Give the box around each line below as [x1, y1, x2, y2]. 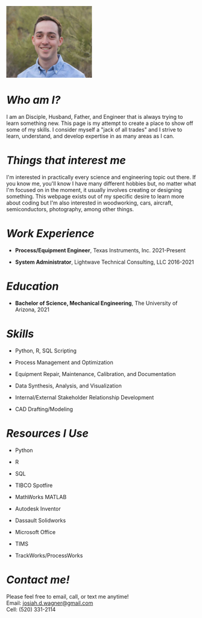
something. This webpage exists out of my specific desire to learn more [6, 193, 185, 200]
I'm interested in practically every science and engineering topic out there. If [6, 173, 196, 180]
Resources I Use [6, 426, 89, 440]
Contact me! [6, 573, 70, 587]
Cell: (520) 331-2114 [6, 605, 56, 613]
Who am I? [6, 94, 61, 107]
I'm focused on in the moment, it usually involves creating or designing [6, 186, 182, 193]
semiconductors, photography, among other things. [6, 205, 134, 212]
